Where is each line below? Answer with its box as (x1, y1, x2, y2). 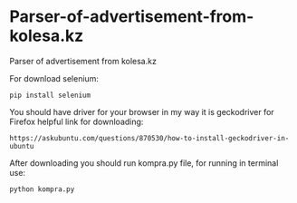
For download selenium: (9, 72, 100, 83)
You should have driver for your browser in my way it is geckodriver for (9, 106, 274, 117)
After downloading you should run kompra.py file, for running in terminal (9, 157, 279, 169)
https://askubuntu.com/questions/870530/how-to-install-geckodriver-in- (9, 133, 290, 142)
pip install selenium (9, 91, 91, 100)
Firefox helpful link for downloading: (9, 116, 144, 127)
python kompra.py (9, 184, 75, 194)
